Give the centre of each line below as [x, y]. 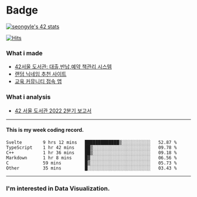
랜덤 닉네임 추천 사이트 [40, 74]
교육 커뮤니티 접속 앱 [38, 81]
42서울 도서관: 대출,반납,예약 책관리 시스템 [63, 67]
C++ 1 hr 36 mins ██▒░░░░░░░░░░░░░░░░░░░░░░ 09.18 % [91, 153]
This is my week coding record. [45, 130]
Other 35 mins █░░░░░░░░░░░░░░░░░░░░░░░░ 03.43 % [91, 168]
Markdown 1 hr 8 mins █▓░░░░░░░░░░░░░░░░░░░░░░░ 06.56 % [91, 158]
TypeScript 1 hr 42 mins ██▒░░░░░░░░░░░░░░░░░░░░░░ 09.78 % [91, 148]
